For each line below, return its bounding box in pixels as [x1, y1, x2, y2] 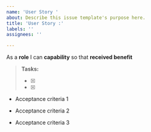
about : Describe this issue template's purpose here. [6, 15, 146, 21]
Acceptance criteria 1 [15, 96, 69, 103]
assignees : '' [6, 32, 43, 38]
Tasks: [21, 65, 39, 73]
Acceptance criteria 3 [15, 119, 70, 127]
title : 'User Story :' [6, 20, 64, 26]
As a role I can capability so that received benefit [6, 54, 133, 61]
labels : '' [6, 26, 34, 32]
